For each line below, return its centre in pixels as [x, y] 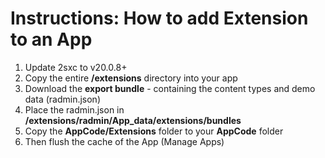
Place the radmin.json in [74, 109]
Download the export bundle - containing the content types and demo [170, 88]
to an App [51, 39]
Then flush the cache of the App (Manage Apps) [124, 141]
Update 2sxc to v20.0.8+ [76, 67]
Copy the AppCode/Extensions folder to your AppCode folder [154, 131]
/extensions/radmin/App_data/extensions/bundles [133, 120]
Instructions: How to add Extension [159, 18]
